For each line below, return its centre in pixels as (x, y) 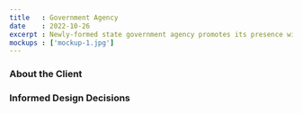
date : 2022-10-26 (50, 26)
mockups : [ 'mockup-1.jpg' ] (62, 43)
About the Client (46, 74)
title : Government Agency (64, 17)
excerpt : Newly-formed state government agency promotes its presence (146, 34)
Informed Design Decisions (70, 98)
